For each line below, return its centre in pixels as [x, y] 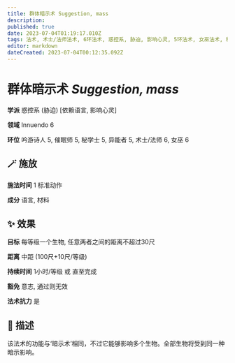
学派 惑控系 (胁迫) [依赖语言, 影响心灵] [62, 110]
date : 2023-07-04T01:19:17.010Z [54, 33]
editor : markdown [33, 46]
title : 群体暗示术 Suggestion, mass [58, 14]
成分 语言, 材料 [28, 200]
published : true [31, 27]
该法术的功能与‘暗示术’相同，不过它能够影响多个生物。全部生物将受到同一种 [116, 343]
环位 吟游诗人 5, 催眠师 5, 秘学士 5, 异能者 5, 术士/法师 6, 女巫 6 [98, 140]
